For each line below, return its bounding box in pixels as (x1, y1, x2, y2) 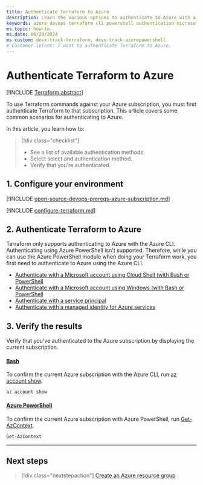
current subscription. (6, 343, 59, 351)
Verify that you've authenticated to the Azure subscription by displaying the (6, 337, 195, 345)
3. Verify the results (6, 321, 83, 331)
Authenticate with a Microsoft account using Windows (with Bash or (14, 284, 184, 291)
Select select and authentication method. (30, 155, 133, 162)
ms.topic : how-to (6, 25, 50, 32)
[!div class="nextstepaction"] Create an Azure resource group (21, 472, 176, 479)
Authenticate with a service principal (14, 297, 107, 305)
